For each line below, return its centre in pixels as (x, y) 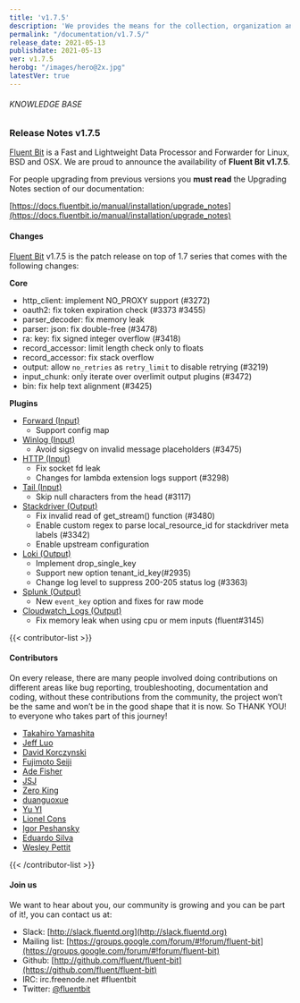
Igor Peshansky (51, 828)
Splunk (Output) (52, 591)
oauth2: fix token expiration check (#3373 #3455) (114, 310)
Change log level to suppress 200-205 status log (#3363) (142, 582)
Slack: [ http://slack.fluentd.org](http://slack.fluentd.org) (125, 931)
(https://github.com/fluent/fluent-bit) (90, 969)
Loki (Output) (46, 553)
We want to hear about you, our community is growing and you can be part (147, 905)
